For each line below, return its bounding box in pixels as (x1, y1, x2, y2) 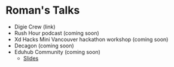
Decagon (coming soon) (14, 42, 74, 49)
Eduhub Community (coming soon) (14, 48, 101, 55)
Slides (23, 55, 39, 62)
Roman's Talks (5, 4, 80, 17)
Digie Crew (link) (14, 23, 56, 30)
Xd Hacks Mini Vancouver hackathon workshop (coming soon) (14, 36, 169, 43)
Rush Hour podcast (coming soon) (14, 29, 99, 36)
